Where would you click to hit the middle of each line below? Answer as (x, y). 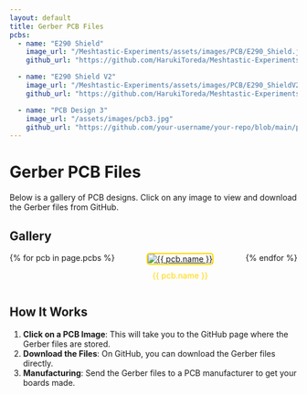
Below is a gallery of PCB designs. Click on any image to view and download (153, 198)
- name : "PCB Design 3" (63, 110)
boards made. (49, 382)
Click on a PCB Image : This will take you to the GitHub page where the (155, 334)
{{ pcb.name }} (180, 275)
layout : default (40, 18)
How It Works (49, 312)
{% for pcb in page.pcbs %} (63, 258)
